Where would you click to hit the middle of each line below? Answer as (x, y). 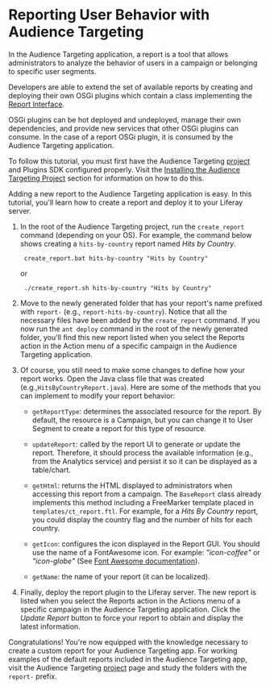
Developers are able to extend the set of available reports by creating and (131, 87)
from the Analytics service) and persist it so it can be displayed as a (145, 461)
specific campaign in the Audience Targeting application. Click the (130, 609)
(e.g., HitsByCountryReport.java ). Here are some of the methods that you (140, 387)
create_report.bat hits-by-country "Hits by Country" (116, 258)
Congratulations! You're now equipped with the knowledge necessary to (128, 641)
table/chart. (51, 470)
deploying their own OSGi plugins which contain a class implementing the (130, 95)
